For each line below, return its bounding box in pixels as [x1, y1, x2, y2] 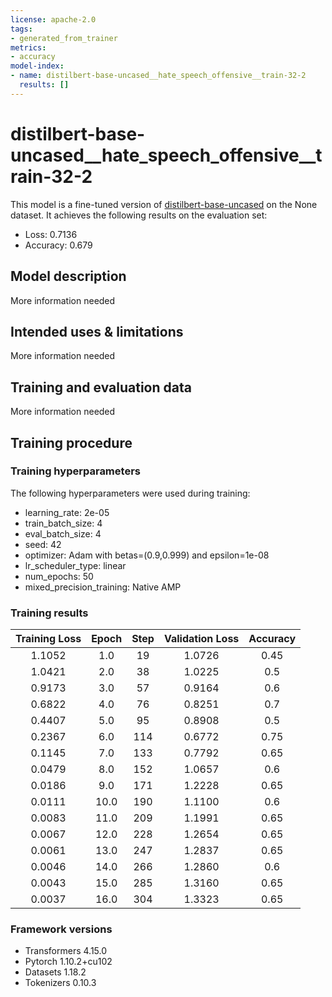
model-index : [10, 61, 65, 71]
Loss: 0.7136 [24, 228, 78, 240]
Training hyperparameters [10, 464, 141, 478]
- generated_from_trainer [10, 33, 118, 43]
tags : [10, 24, 33, 34]
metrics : [10, 42, 47, 53]
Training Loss [15, 632, 82, 646]
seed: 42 [24, 538, 62, 550]
